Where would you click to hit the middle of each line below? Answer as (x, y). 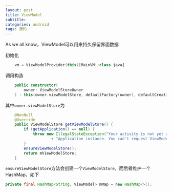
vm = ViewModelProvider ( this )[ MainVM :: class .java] (70, 65)
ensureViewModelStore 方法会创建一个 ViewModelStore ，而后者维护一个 (78, 168)
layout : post (19, 10)
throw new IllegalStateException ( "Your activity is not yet (98, 134)
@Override (25, 120)
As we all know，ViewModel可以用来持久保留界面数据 (62, 45)
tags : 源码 (16, 29)
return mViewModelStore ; (50, 153)
